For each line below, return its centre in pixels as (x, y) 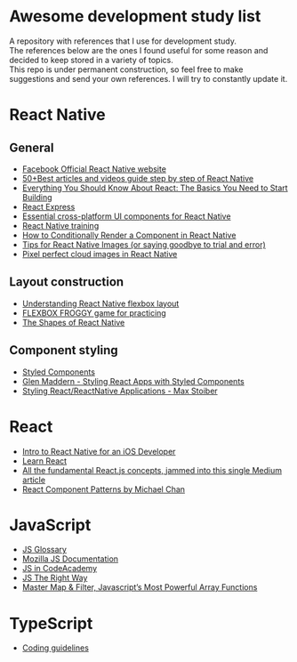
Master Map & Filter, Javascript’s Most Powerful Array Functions (140, 587)
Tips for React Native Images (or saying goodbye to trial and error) (144, 244)
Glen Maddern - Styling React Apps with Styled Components (133, 381)
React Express (48, 206)
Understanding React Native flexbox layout (100, 303)
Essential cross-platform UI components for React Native (126, 216)
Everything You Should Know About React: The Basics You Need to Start (155, 188)
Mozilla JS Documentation (70, 559)
